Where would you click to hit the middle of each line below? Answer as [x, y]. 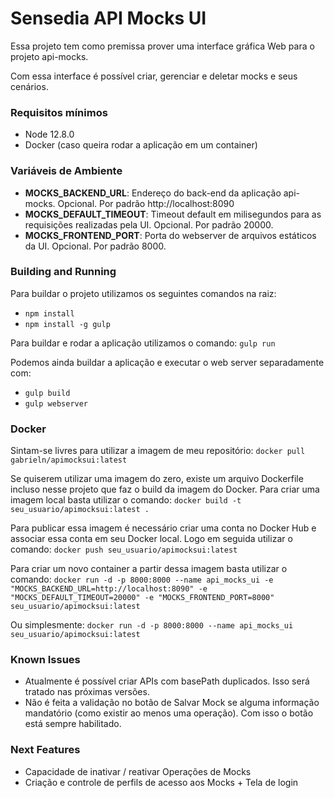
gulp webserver [56, 403]
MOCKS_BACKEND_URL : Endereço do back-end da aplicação [153, 193]
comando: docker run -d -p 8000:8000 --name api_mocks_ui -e [142, 579]
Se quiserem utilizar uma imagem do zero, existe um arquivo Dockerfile [157, 479]
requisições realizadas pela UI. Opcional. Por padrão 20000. [149, 224]
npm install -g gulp [67, 324]
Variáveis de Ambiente [66, 171]
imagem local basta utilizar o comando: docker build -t [126, 500]
